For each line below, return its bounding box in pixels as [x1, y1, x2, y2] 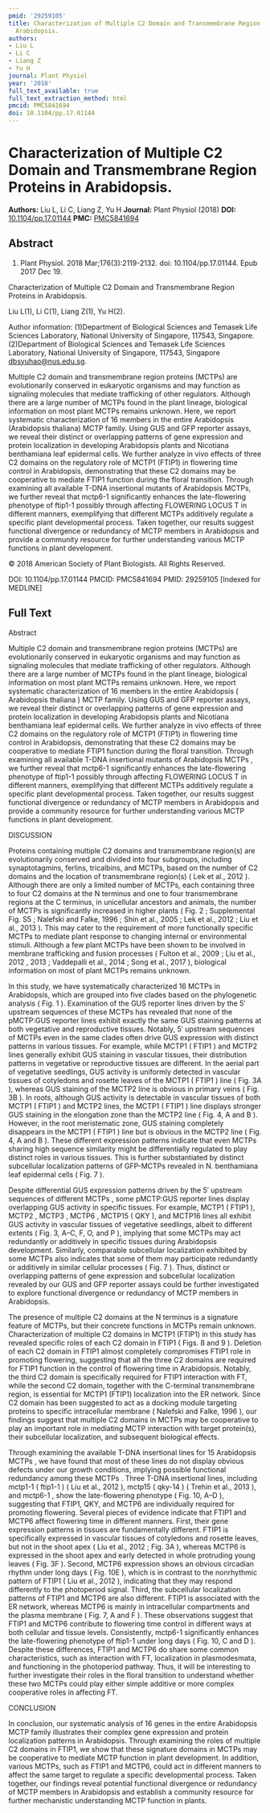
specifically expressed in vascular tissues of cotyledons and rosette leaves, [8, 1533, 259, 1543]
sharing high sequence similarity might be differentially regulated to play [8, 1143, 247, 1153]
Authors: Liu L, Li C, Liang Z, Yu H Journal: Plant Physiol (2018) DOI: [8, 205, 237, 214]
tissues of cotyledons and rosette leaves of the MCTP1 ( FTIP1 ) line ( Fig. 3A [8, 1075, 262, 1085]
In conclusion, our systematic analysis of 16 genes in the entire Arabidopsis [8, 1718, 258, 1728]
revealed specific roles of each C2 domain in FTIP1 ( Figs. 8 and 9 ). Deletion [8, 1338, 262, 1347]
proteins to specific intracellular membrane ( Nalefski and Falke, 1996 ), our [8, 1406, 257, 1416]
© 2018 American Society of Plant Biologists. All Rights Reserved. [8, 558, 226, 568]
